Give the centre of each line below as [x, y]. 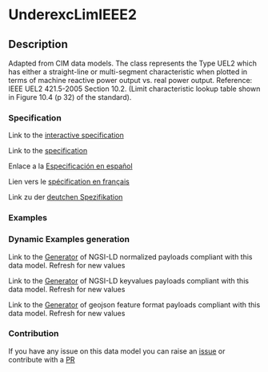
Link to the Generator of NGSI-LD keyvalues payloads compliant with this [129, 280]
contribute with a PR [42, 359]
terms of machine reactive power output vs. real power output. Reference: [130, 80]
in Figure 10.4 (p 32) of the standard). [70, 97]
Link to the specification [48, 151]
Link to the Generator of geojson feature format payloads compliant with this [134, 304]
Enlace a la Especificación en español [71, 166]
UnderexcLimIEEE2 [73, 15]
